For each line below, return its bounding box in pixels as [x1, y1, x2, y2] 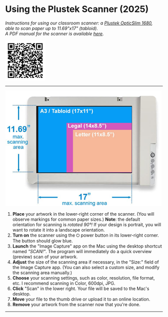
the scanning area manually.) [12, 270, 72, 276]
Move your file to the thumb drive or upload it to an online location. [12, 296, 150, 303]
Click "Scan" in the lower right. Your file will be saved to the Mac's [12, 286, 149, 292]
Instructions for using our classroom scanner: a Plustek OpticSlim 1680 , [5, 20, 153, 26]
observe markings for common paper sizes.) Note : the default [12, 216, 140, 223]
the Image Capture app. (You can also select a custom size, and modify [12, 265, 160, 271]
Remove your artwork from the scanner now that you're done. [12, 302, 141, 308]
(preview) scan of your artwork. [12, 254, 78, 260]
